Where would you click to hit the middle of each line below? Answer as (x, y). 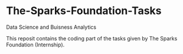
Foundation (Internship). (35, 45)
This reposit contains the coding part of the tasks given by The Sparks (92, 38)
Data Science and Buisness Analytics (51, 27)
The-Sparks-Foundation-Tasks (84, 11)
